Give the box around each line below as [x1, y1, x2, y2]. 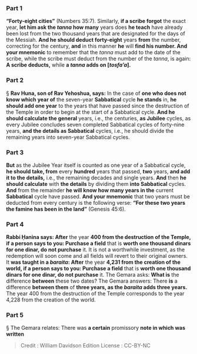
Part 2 [6, 76, 24, 84]
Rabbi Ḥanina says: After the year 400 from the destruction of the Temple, [6, 234, 191, 241]
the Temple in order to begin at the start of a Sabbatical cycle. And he [6, 108, 175, 116]
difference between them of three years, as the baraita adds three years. [6, 284, 188, 291]
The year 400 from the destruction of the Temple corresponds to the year [6, 290, 185, 297]
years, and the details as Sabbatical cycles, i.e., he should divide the [6, 127, 174, 134]
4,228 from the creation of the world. [6, 296, 96, 303]
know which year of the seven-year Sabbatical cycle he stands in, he [6, 96, 177, 103]
